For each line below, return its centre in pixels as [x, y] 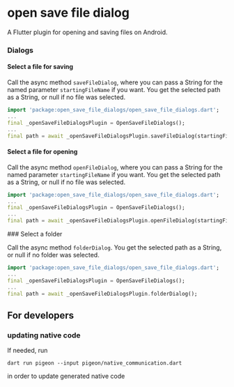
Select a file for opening [42, 152]
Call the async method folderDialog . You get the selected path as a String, [115, 248]
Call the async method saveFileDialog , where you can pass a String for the [115, 82]
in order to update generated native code [66, 376]
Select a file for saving [40, 67]
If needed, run [28, 351]
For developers [41, 315]
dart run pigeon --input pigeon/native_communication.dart [95, 363]
